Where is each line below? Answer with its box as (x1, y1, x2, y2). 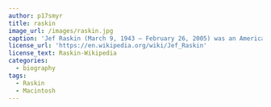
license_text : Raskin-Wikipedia (8, 49, 117, 57)
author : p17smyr (8, 11, 63, 20)
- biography (15, 64, 56, 72)
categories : (8, 57, 48, 65)
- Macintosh (15, 86, 56, 95)
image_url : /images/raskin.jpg (8, 27, 114, 35)
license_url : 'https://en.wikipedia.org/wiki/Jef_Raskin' (8, 42, 207, 50)
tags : (8, 72, 27, 80)
